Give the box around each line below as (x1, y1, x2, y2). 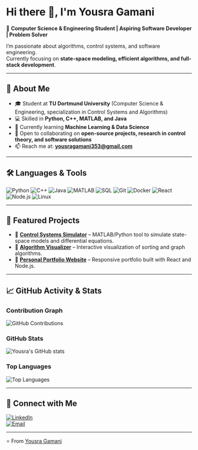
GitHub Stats (6, 334, 44, 342)
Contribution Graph (6, 306, 63, 315)
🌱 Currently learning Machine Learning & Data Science (14, 123, 150, 130)
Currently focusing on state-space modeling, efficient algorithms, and (6, 55, 180, 62)
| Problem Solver (6, 31, 48, 38)
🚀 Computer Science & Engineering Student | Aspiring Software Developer (6, 25, 192, 32)
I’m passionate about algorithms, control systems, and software (6, 42, 160, 49)
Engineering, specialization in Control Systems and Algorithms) (14, 108, 168, 115)
